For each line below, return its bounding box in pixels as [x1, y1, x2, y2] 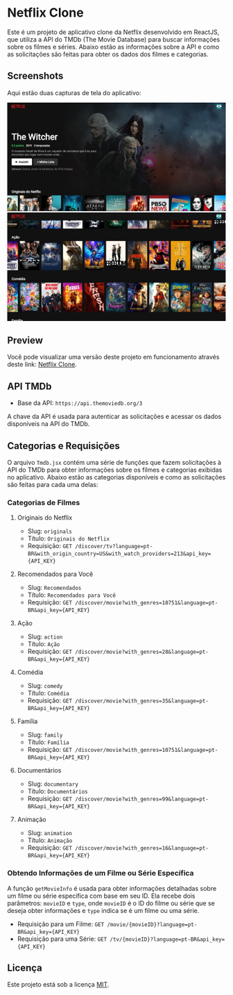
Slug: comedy [27, 682, 63, 690]
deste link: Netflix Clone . [7, 360, 78, 369]
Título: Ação [27, 640, 60, 648]
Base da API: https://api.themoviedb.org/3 [17, 399, 143, 407]
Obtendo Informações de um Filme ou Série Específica [7, 869, 194, 878]
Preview [7, 334, 44, 346]
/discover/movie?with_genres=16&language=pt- [75, 845, 209, 852]
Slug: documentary [27, 780, 78, 788]
